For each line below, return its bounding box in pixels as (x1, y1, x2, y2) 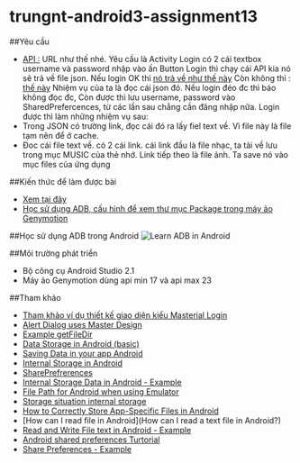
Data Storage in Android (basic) (22, 338, 140, 349)
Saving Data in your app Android (22, 348, 143, 359)
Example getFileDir (22, 329, 93, 340)
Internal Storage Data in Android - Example (22, 377, 182, 387)
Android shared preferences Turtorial (22, 434, 160, 445)
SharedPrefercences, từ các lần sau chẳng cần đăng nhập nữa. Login (22, 101, 280, 112)
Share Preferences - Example (22, 443, 132, 454)
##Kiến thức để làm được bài (9, 176, 117, 186)
